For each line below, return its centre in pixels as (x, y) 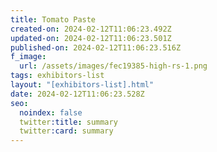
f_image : (28, 57)
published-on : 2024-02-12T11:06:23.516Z (96, 47)
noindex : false (51, 112)
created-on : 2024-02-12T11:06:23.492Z (91, 29)
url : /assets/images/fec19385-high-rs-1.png (113, 66)
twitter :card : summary (66, 131)
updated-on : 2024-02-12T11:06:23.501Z (91, 38)
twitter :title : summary (68, 122)
